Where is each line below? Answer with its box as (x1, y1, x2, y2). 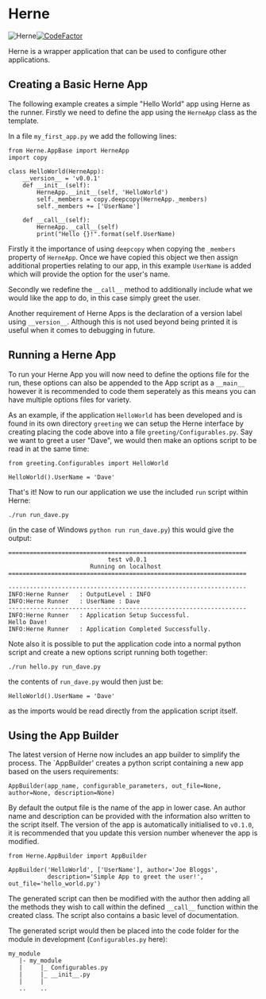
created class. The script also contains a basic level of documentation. (8, 911, 240, 920)
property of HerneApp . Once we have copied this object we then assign (8, 252, 238, 262)
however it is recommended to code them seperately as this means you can (8, 386, 256, 395)
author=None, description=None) (8, 789, 115, 797)
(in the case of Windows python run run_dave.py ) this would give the (8, 525, 234, 534)
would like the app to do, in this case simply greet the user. (8, 293, 201, 303)
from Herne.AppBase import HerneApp (8, 146, 129, 155)
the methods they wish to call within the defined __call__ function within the (8, 902, 259, 912)
